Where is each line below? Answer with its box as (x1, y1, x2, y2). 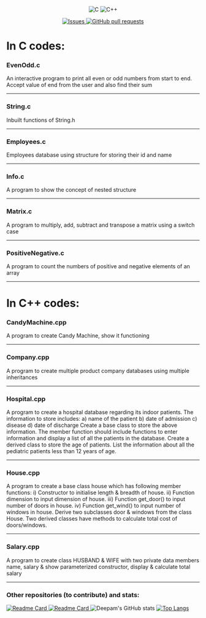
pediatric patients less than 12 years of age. (6, 448, 116, 455)
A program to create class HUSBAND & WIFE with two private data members (6, 556, 199, 563)
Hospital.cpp (6, 394, 46, 403)
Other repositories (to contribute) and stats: (6, 590, 140, 599)
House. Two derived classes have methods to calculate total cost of (6, 515, 178, 522)
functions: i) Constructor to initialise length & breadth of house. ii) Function (6, 489, 195, 496)
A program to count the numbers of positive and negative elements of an (6, 262, 190, 269)
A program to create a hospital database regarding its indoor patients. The (6, 409, 194, 416)
